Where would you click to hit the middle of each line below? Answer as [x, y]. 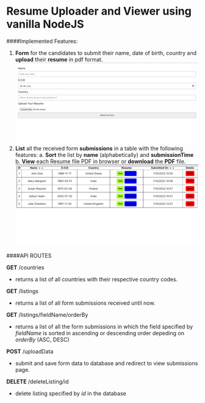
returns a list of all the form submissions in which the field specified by [104, 326]
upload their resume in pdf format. [59, 59]
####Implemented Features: [42, 41]
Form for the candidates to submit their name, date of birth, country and [106, 53]
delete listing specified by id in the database [70, 393]
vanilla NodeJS [45, 24]
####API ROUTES [29, 255]
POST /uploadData [30, 351]
